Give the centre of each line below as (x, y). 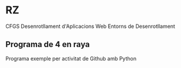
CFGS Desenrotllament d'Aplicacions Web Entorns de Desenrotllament (90, 26)
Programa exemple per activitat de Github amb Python (71, 58)
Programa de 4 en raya (48, 44)
